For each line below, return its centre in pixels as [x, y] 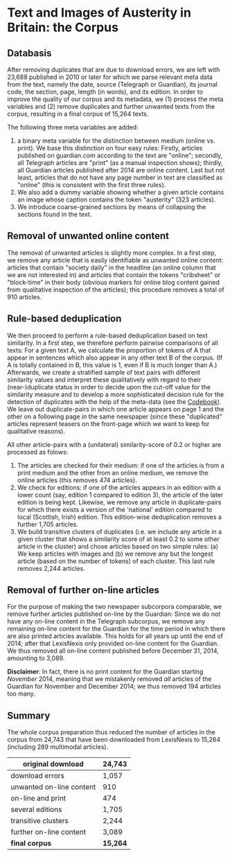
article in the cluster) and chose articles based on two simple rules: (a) [118, 546]
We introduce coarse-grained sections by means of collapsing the [111, 207]
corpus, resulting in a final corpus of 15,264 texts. [78, 114]
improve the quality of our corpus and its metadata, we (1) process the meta [115, 99]
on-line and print [38, 798]
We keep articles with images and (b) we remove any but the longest [115, 554]
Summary [29, 715]
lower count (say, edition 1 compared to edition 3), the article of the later [120, 495]
